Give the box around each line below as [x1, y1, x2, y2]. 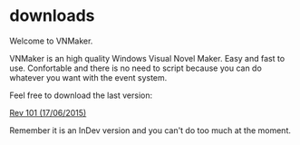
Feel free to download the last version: [9, 90, 152, 101]
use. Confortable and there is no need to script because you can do [9, 63, 263, 73]
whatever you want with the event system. [9, 72, 168, 82]
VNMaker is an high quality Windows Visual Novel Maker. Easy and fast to [9, 53, 285, 63]
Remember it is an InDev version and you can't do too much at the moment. [9, 124, 292, 136]
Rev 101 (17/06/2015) [9, 107, 87, 118]
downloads [9, 5, 95, 26]
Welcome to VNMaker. [9, 35, 93, 46]
